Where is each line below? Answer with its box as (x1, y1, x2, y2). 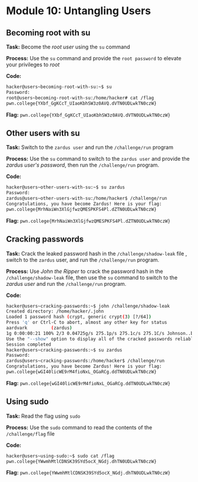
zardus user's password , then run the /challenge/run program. (6, 161, 160, 169)
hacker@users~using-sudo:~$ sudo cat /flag (6, 453, 115, 459)
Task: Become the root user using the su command (6, 43, 131, 50)
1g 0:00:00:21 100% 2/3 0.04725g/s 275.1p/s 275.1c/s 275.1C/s (6, 330, 165, 336)
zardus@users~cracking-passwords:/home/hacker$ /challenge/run (6, 358, 165, 364)
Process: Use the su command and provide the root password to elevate (6, 55, 181, 61)
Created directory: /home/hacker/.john (6, 308, 104, 314)
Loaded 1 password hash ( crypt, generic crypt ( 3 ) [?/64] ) (6, 314, 151, 320)
